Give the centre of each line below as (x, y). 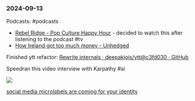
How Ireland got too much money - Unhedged (72, 45)
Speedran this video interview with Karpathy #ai (66, 69)
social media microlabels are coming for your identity (72, 91)
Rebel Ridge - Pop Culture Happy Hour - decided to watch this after (99, 33)
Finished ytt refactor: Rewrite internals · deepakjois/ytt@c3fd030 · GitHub (97, 57)
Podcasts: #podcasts (32, 22)
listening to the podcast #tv (49, 39)
